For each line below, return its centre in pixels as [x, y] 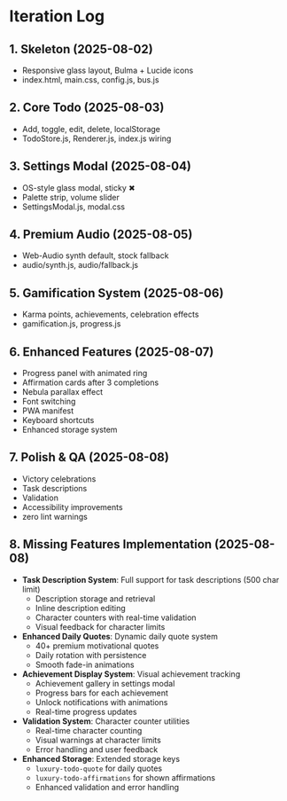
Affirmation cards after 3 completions [90, 382]
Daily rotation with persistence [91, 655]
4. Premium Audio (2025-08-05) [101, 235]
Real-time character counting [89, 730]
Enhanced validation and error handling [107, 787]
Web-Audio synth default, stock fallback [95, 255]
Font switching [49, 402]
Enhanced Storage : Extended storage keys [101, 758]
